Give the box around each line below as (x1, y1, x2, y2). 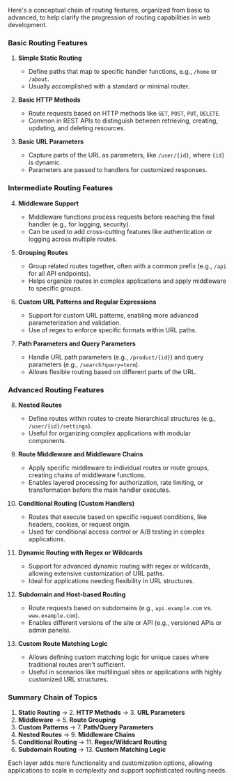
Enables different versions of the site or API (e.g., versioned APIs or (28, 618, 222, 626)
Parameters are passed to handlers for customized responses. (28, 166, 208, 174)
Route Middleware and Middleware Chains (17, 449, 143, 458)
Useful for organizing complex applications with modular (28, 428, 191, 438)
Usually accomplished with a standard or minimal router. (28, 82, 190, 91)
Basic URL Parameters (17, 137, 84, 146)
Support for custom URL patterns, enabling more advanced (28, 311, 199, 319)
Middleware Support (17, 199, 79, 208)
